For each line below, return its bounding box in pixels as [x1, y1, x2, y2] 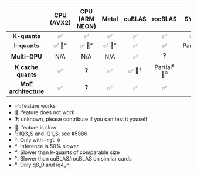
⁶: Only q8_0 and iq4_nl [14, 161, 72, 168]
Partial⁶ [154, 63, 175, 71]
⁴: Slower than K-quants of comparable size [14, 149, 120, 156]
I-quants [13, 42, 40, 49]
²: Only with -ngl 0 [14, 137, 60, 143]
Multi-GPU [11, 52, 42, 60]
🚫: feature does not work [14, 109, 75, 116]
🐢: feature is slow [14, 124, 57, 131]
